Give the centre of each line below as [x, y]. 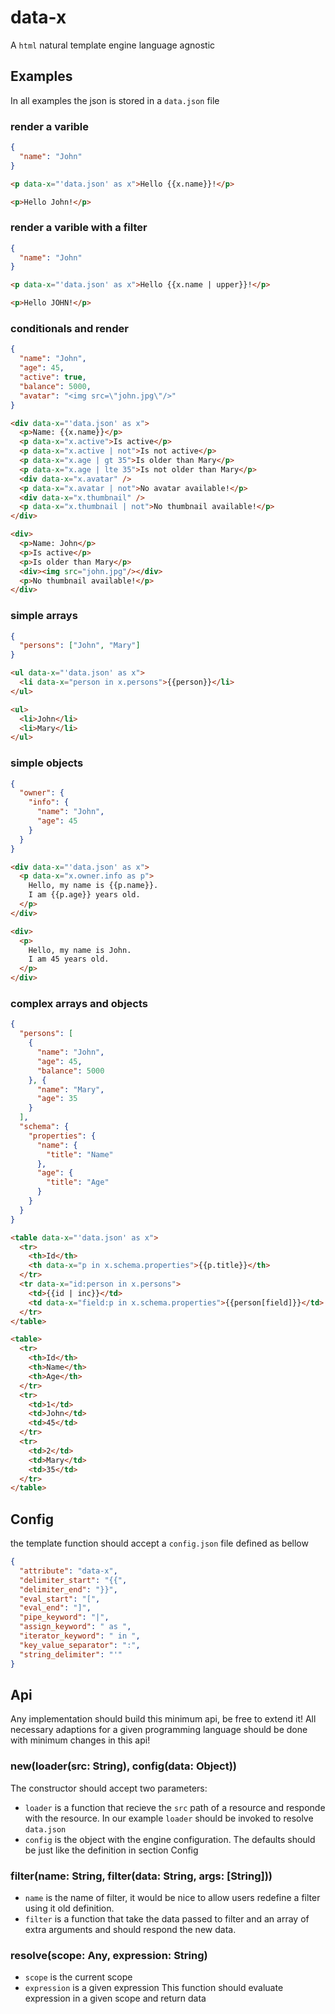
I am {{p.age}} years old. [84, 895]
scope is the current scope [78, 1977]
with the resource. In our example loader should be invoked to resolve [169, 1818]
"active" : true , [53, 377]
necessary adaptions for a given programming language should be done [159, 1730]
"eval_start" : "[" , [60, 1599]
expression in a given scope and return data [115, 1998]
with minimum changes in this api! [80, 1740]
